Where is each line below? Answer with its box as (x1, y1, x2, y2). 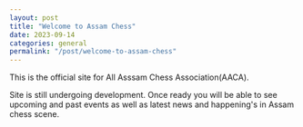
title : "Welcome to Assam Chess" (9, 22, 136, 31)
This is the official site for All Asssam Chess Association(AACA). (9, 72, 249, 83)
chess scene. (9, 109, 60, 120)
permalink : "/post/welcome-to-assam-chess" (9, 47, 177, 56)
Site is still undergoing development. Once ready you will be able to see (9, 90, 278, 101)
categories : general (9, 38, 88, 48)
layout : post (9, 13, 59, 23)
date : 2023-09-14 (9, 30, 76, 39)
